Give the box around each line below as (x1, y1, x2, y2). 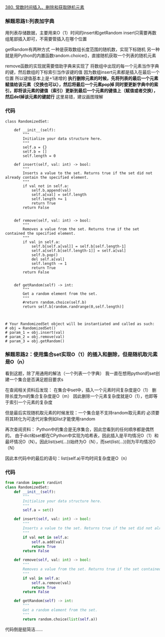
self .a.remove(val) (31, 580, 71, 585)
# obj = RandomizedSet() (5, 325, 56, 331)
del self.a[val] (31, 256, 65, 262)
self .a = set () (23, 508, 54, 513)
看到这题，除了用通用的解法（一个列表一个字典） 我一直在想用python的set (5, 370, 156, 376)
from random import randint (5, 480, 63, 485)
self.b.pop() (31, 253, 58, 257)
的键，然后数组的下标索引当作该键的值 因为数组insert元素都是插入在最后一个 (5, 69, 160, 75)
